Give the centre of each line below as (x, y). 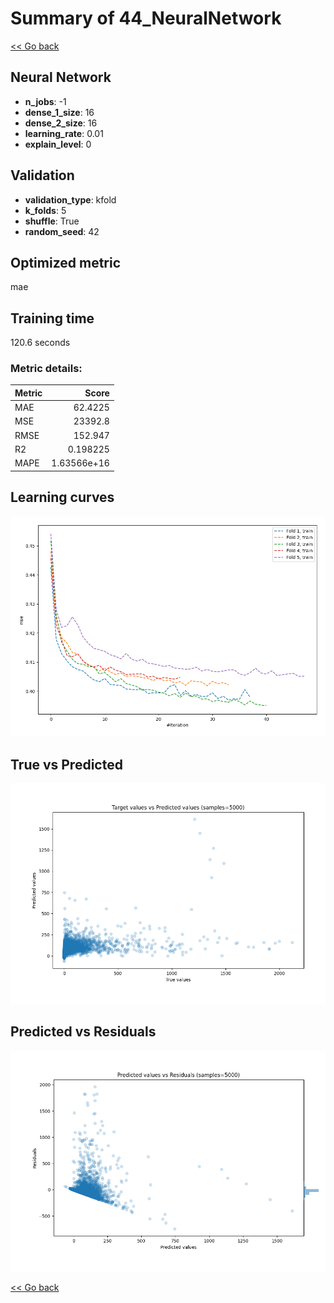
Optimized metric (66, 262)
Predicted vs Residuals (83, 1032)
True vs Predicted (66, 764)
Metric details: (46, 369)
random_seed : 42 (62, 231)
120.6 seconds (40, 343)
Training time (52, 318)
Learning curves (62, 497)
